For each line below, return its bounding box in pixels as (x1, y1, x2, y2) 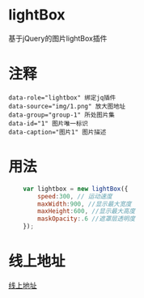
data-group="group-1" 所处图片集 (8, 111, 115, 119)
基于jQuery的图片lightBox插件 (8, 33, 108, 43)
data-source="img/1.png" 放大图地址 (8, 102, 126, 110)
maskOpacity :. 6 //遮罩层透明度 (37, 215, 136, 223)
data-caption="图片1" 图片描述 (8, 128, 107, 136)
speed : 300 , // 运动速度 (37, 192, 113, 200)
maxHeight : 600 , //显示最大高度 (37, 207, 136, 215)
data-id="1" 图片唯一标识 (8, 119, 89, 127)
